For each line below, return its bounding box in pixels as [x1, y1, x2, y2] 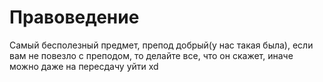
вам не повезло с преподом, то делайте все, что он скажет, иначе [9, 49, 294, 61]
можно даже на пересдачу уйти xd [9, 60, 159, 72]
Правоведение [9, 6, 140, 29]
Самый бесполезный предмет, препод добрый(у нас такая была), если [9, 39, 314, 51]
